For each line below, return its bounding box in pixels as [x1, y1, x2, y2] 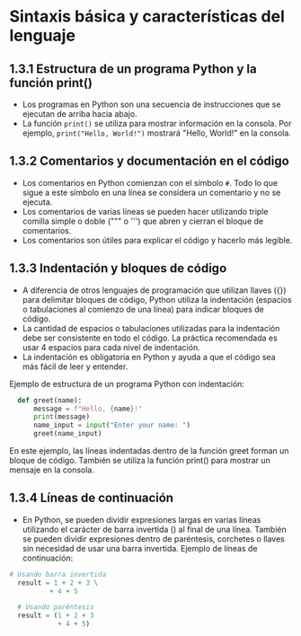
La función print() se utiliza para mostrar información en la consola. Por [22, 119, 292, 128]
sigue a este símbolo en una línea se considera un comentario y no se [22, 187, 281, 198]
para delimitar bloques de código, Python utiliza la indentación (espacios [22, 294, 292, 305]
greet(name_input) [32, 429, 102, 438]
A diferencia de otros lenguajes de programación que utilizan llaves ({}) [22, 285, 287, 296]
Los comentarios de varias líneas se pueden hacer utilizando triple [22, 206, 269, 216]
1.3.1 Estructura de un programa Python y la [9, 61, 258, 76]
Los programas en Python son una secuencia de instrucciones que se [22, 99, 281, 110]
